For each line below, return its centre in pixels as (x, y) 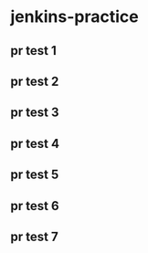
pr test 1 (34, 51)
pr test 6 (35, 206)
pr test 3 (35, 113)
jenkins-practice (75, 17)
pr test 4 (35, 143)
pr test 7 (34, 236)
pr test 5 (35, 175)
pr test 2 (35, 81)
